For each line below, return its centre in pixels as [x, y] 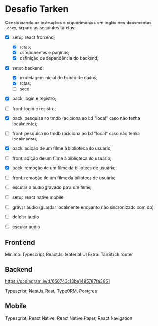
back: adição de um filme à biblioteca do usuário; [62, 148]
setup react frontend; [34, 37]
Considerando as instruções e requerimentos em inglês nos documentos [78, 23]
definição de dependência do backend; [59, 58]
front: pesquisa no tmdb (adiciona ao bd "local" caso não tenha [76, 133]
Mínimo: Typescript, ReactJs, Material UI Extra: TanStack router [69, 254]
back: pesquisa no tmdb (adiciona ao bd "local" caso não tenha [76, 118]
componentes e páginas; [45, 53]
